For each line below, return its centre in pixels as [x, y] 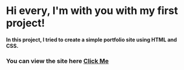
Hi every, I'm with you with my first [92, 11]
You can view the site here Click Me [58, 61]
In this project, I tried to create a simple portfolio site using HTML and [91, 40]
